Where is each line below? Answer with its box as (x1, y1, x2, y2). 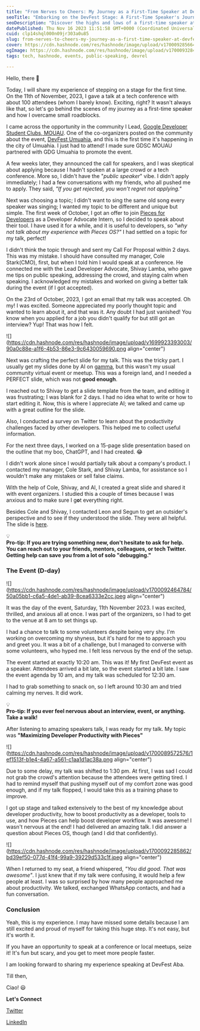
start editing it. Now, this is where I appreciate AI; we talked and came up (6, 399, 185, 407)
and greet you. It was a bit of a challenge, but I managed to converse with (6, 641, 187, 648)
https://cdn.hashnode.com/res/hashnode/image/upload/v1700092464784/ (8, 586, 192, 593)
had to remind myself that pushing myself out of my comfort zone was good (6, 780, 193, 787)
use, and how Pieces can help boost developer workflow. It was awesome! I (6, 817, 192, 824)
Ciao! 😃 (6, 984, 26, 991)
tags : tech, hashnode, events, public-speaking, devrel (6, 53, 148, 59)
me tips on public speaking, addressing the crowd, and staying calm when (6, 271, 189, 279)
